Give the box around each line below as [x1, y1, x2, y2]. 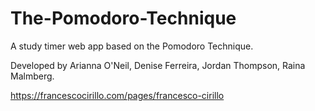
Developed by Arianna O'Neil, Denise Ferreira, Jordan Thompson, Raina [10, 59, 306, 71]
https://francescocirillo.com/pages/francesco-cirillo [10, 89, 225, 101]
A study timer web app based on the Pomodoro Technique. [10, 40, 254, 52]
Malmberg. [10, 70, 55, 82]
